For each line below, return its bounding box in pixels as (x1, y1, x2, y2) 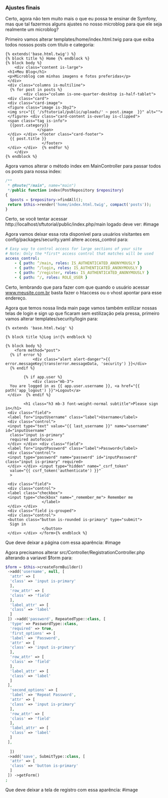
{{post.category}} (10, 123, 49, 128)
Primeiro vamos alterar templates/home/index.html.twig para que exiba (5, 36, 154, 42)
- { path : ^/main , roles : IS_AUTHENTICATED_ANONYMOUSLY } (14, 261, 140, 266)
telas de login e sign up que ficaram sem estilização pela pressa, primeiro (5, 310, 160, 316)
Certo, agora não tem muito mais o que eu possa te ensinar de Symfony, (5, 16, 157, 22)
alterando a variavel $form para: (5, 555, 73, 561)
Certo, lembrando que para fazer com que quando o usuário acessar (5, 284, 150, 290)
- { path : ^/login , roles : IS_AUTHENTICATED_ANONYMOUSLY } (14, 265, 143, 270)
